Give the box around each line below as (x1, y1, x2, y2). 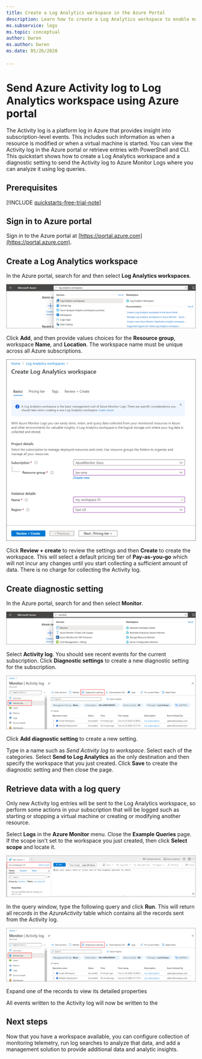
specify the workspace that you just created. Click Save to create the (6, 760, 178, 767)
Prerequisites (6, 183, 58, 193)
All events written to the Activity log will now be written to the (6, 999, 158, 1006)
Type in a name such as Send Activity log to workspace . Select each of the (6, 747, 192, 754)
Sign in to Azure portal (6, 216, 92, 226)
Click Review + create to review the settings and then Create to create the (6, 547, 191, 554)
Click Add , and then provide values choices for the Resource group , (6, 334, 176, 342)
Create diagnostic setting (6, 583, 103, 594)
